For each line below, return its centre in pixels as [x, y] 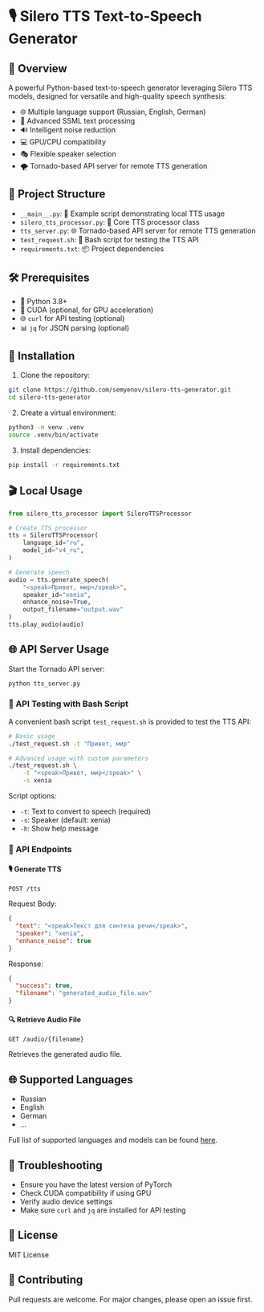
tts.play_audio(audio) [46, 624]
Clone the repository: [55, 376]
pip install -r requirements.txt [64, 465]
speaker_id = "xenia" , [57, 595]
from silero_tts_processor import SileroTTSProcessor [100, 514]
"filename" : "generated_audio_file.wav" [84, 993]
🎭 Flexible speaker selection [68, 154]
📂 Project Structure [57, 194]
